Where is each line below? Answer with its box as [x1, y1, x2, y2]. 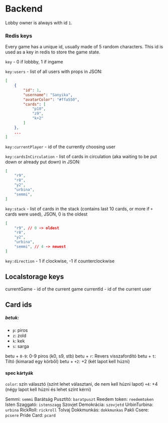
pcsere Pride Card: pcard [5, 412, 56, 418]
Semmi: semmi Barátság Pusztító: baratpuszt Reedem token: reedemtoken [5, 396, 154, 402]
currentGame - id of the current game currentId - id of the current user [5, 286, 151, 292]
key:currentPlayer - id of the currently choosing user [5, 144, 116, 150]
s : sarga [12, 343, 29, 349]
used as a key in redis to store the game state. [5, 49, 100, 55]
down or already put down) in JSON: [5, 159, 81, 165]
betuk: [5, 314, 19, 320]
